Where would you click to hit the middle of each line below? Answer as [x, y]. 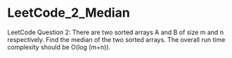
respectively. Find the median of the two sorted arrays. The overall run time [116, 39]
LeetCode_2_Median [69, 13]
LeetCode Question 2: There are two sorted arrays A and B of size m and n [115, 32]
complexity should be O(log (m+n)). [59, 47]
